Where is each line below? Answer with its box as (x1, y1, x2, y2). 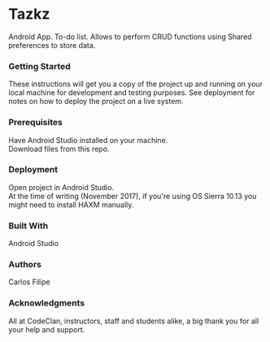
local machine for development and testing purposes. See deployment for (8, 88, 255, 97)
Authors (8, 259, 42, 271)
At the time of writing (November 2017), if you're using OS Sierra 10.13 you (8, 191, 257, 201)
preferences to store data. (8, 40, 96, 50)
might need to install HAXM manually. (8, 200, 134, 210)
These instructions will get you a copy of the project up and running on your (8, 79, 263, 89)
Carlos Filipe (8, 277, 50, 287)
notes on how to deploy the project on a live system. (8, 97, 184, 106)
